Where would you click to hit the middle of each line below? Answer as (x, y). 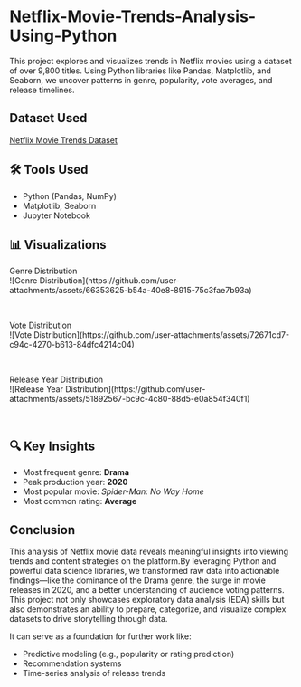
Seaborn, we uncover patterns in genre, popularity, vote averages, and (141, 80)
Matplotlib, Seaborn (59, 205)
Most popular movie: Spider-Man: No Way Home (113, 491)
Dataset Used (48, 118)
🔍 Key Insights (52, 446)
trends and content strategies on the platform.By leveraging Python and (143, 561)
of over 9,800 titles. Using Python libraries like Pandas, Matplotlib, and (140, 71)
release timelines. (42, 90)
